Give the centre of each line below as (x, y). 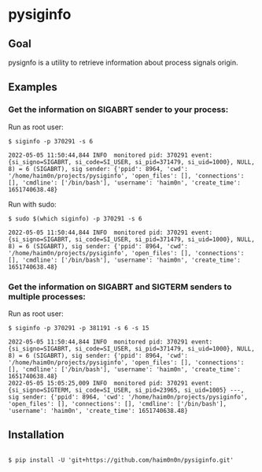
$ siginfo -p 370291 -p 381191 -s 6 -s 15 (79, 328)
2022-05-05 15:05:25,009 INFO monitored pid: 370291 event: (111, 383)
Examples (33, 87)
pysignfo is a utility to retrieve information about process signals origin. (123, 62)
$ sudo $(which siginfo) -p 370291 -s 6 (76, 218)
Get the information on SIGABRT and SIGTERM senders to (120, 287)
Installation (36, 435)
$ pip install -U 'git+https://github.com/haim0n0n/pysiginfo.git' (121, 460)
